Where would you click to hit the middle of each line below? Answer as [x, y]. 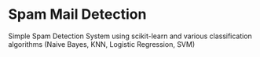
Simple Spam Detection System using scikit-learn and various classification [130, 36]
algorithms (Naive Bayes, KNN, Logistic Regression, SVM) [102, 44]
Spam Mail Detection [77, 14]
